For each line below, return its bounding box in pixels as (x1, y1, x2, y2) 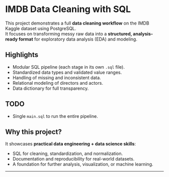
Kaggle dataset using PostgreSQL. (5, 25, 76, 31)
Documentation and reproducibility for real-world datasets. (12, 156, 135, 162)
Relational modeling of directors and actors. (12, 80, 103, 86)
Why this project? (5, 127, 62, 136)
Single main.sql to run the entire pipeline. (12, 113, 98, 119)
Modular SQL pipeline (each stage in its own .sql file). (12, 64, 125, 70)
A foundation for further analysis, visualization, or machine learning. (12, 161, 153, 167)
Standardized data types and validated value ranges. (12, 69, 122, 75)
